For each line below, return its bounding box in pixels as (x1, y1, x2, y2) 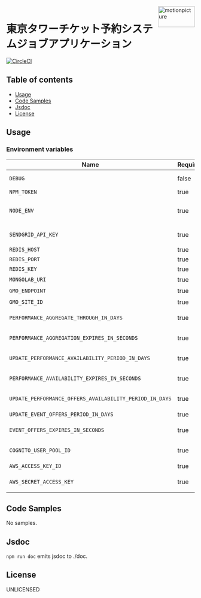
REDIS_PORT (9, 256, 40, 263)
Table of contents (6, 75, 73, 85)
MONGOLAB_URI (9, 276, 47, 283)
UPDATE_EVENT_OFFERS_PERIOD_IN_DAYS (9, 411, 114, 418)
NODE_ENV (9, 207, 34, 215)
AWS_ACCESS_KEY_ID (9, 463, 62, 470)
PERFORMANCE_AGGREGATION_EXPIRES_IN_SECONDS (9, 335, 138, 342)
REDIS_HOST (9, 246, 40, 253)
